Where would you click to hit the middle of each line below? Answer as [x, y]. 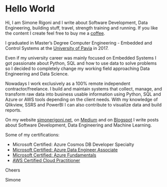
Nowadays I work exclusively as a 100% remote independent [68, 83]
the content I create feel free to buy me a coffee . [55, 33]
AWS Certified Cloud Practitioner [46, 160]
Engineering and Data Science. [37, 73]
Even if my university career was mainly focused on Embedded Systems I [81, 57]
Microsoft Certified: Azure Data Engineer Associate [65, 149]
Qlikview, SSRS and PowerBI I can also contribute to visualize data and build [83, 104]
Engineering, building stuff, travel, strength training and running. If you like [81, 27]
